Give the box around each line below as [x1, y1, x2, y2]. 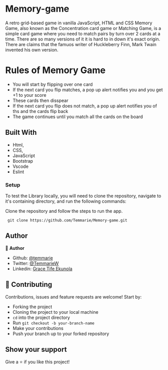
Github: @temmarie [12, 254, 53, 261]
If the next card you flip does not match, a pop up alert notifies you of [12, 102, 157, 109]
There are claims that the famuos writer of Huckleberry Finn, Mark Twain [5, 41, 157, 47]
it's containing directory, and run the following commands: [5, 198, 127, 204]
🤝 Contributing [5, 280, 52, 289]
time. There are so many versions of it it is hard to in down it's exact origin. [5, 36, 160, 42]
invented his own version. [5, 47, 59, 53]
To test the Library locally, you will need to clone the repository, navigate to [5, 193, 161, 199]
